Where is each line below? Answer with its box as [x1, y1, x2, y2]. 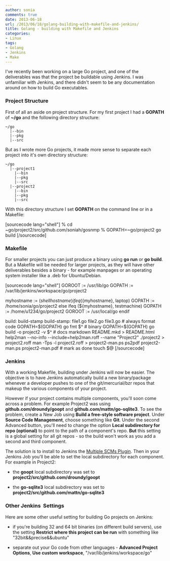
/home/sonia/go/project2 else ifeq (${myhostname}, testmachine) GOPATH [5, 303, 162, 309]
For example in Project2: [5, 459, 56, 465]
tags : [5, 41, 17, 46]
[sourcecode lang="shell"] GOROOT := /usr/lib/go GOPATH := [5, 282, 134, 288]
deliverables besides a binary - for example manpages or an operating [5, 267, 152, 273]
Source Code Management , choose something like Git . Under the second [5, 417, 160, 423]
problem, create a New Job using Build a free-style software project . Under [5, 412, 165, 418]
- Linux [5, 36, 22, 41]
